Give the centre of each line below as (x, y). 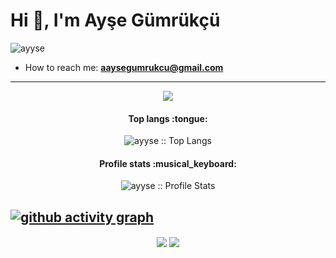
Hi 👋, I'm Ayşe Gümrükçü (115, 20)
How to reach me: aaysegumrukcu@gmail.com (124, 67)
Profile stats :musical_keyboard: (168, 163)
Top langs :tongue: (168, 118)
